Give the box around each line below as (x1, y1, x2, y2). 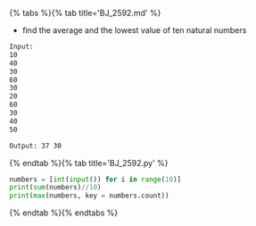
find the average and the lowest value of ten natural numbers (21, 25, 247, 35)
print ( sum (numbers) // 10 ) (9, 183, 102, 192)
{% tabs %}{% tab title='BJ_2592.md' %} (9, 8, 161, 18)
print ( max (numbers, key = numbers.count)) (9, 191, 169, 200)
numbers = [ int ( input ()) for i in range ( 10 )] (9, 174, 181, 184)
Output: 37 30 (9, 141, 62, 150)
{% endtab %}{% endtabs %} (9, 207, 119, 218)
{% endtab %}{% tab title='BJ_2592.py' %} (9, 157, 169, 168)
